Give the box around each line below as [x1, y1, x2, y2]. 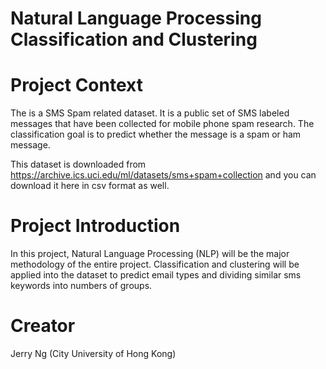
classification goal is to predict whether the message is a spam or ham [10, 128, 302, 141]
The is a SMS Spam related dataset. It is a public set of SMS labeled [10, 107, 290, 119]
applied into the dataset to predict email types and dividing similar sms [10, 269, 302, 281]
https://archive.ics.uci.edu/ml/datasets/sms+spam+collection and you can [10, 169, 317, 181]
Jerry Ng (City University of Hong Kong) [10, 348, 177, 359]
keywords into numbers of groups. [10, 280, 153, 292]
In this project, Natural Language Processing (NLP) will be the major [10, 248, 290, 260]
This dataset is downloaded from [10, 158, 147, 171]
